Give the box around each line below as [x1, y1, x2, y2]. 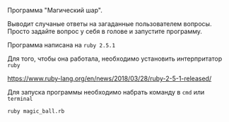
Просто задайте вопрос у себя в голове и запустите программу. [7, 28, 203, 35]
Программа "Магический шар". [7, 6, 102, 14]
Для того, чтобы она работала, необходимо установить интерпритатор [7, 54, 223, 63]
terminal [7, 95, 33, 102]
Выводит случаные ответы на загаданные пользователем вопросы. [7, 20, 212, 28]
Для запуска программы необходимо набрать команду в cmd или [7, 88, 205, 96]
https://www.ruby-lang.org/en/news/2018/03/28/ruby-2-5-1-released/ [7, 74, 212, 83]
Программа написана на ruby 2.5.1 [7, 41, 115, 49]
